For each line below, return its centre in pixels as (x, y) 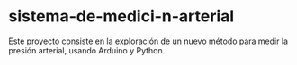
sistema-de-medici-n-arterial (121, 16)
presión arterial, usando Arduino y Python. (87, 50)
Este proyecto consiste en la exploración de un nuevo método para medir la (148, 41)
